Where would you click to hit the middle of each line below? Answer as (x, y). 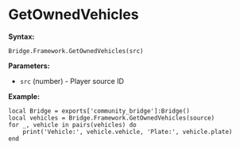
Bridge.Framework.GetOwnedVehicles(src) (76, 51)
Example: (24, 96)
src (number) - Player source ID (72, 81)
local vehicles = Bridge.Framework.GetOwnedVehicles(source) (112, 118)
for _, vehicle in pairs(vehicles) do (72, 124)
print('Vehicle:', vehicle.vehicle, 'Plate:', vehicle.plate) (128, 132)
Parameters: (29, 66)
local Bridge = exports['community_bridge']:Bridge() (99, 111)
